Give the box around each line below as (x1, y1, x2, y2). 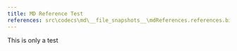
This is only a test (7, 36, 59, 44)
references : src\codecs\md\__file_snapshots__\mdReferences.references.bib (7, 17, 235, 24)
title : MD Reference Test (7, 10, 83, 17)
